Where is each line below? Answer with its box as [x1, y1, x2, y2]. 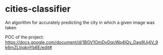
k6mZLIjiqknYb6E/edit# [5, 44, 52, 50]
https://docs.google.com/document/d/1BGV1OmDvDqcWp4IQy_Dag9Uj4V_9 [5, 39, 158, 45]
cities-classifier [5, 3, 71, 15]
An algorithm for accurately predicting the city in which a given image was [5, 19, 155, 25]
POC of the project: [5, 34, 44, 40]
